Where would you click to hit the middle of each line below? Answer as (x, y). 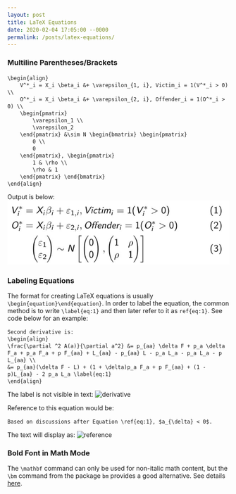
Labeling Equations (41, 280)
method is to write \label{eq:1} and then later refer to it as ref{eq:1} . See (115, 310)
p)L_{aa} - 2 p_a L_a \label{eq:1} (60, 374)
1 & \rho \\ (50, 163)
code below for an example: (48, 318)
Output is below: (31, 196)
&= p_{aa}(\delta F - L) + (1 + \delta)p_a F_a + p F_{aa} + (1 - (107, 367)
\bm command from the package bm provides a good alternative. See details (116, 476)
